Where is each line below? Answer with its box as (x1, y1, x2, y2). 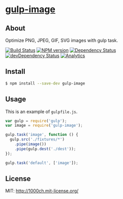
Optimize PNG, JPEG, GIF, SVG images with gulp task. (5, 37, 118, 43)
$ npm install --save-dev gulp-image (5, 80, 85, 86)
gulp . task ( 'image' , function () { (5, 132, 79, 137)
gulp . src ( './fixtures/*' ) (10, 137, 65, 142)
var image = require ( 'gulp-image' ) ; (5, 123, 83, 128)
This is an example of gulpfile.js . (5, 108, 78, 115)
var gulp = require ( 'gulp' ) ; (5, 118, 67, 123)
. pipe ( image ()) (14, 141, 47, 147)
